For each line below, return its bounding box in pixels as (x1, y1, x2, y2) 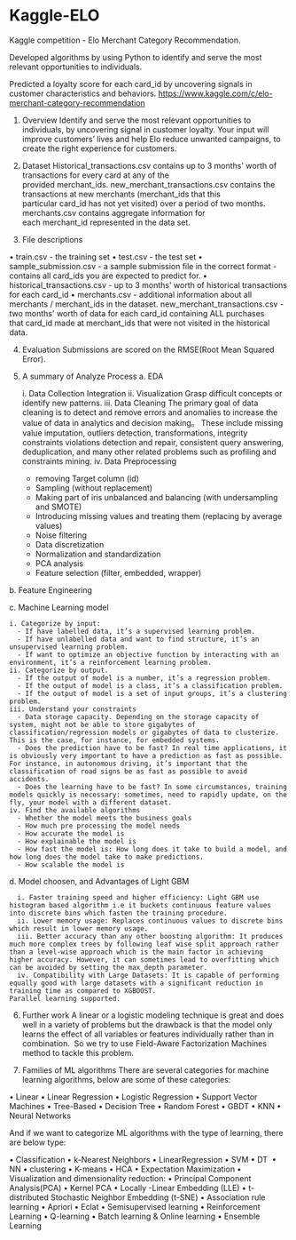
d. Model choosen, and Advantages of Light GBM (9, 876, 190, 886)
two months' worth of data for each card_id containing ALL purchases (9, 308, 265, 318)
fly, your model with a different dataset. (9, 797, 173, 807)
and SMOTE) (35, 501, 82, 512)
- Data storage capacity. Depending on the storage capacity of (17, 712, 260, 721)
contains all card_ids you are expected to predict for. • (9, 270, 208, 281)
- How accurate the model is (17, 828, 125, 838)
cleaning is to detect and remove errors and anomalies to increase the (21, 406, 278, 418)
